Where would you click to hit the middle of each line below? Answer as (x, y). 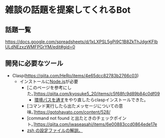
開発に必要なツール (34, 63)
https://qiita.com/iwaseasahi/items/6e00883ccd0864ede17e (96, 124)
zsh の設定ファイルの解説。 (55, 130)
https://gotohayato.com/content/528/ (73, 112)
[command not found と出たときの (62, 118)
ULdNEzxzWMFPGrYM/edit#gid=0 (40, 47)
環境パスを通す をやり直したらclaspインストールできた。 (91, 100)
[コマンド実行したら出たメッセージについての (73, 106)
